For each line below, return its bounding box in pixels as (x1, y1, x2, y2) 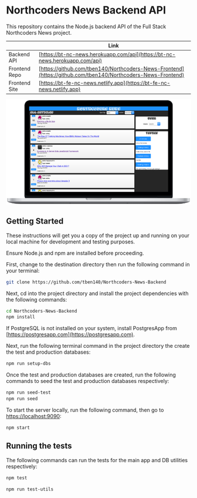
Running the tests (6, 441, 72, 451)
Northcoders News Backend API (6, 4, 166, 17)
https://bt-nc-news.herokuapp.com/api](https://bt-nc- (40, 50, 176, 57)
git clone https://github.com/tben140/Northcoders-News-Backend (6, 279, 167, 285)
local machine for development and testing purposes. (6, 238, 135, 245)
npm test (6, 475, 28, 481)
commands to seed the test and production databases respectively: (6, 378, 169, 385)
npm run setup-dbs (6, 361, 51, 367)
